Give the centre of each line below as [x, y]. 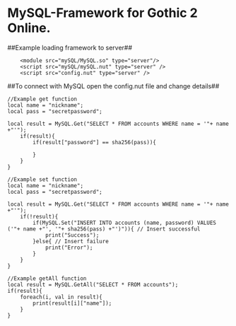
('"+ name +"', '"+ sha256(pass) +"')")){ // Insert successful [104, 229]
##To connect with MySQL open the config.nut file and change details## [113, 86]
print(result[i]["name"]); [72, 303]
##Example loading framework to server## [70, 47]
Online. [29, 28]
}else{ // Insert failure [71, 241]
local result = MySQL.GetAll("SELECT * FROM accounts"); [93, 284]
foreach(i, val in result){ [61, 297]
